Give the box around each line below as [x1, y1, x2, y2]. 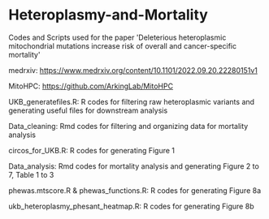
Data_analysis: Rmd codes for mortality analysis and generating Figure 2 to [8, 161, 260, 171]
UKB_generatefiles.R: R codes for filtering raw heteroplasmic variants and [8, 97, 254, 106]
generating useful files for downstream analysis [8, 105, 168, 115]
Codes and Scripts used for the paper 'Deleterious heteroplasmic [8, 32, 227, 42]
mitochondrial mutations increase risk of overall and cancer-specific [8, 41, 237, 50]
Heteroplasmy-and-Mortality [8, 6, 209, 24]
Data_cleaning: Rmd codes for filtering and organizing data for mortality [8, 121, 249, 131]
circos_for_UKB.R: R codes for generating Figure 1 [8, 145, 176, 155]
